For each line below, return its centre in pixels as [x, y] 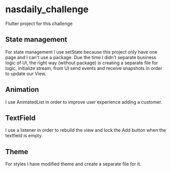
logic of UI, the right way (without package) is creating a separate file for [82, 63]
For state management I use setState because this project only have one [81, 52]
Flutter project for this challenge [39, 23]
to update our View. [26, 73]
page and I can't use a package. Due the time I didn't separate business [81, 57]
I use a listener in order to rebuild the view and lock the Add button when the [86, 130]
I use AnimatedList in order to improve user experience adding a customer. [84, 102]
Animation [22, 90]
